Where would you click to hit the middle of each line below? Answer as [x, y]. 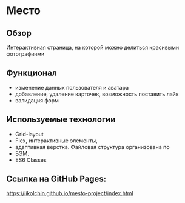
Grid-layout [29, 134]
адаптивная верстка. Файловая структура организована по [92, 147]
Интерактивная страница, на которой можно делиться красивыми [93, 47]
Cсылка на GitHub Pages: [56, 179]
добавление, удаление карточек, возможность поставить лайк [97, 94]
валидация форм [37, 100]
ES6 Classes [31, 160]
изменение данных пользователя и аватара [72, 87]
